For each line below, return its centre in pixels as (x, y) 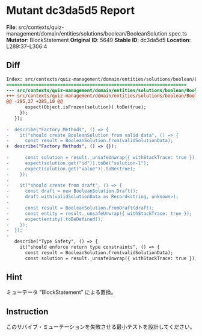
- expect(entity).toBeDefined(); (55, 219)
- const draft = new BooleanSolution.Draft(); (72, 191)
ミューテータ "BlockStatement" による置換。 (61, 292)
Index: (14, 79)
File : (12, 27)
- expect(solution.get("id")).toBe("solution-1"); (78, 163)
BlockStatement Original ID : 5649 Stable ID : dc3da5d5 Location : (110, 40)
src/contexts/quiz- (41, 27)
